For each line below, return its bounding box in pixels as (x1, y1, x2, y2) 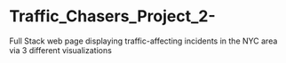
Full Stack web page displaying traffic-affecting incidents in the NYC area (9, 35, 278, 46)
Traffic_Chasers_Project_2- (9, 6, 216, 27)
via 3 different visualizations (9, 44, 113, 55)
